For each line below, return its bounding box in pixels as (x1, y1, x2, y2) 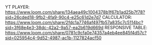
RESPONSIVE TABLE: (104, 25, 148, 30)
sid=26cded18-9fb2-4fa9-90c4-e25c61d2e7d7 (5, 15, 101, 20)
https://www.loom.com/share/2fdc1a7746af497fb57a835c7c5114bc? (5, 19, 144, 25)
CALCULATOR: (102, 15, 132, 20)
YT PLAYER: (5, 4, 30, 10)
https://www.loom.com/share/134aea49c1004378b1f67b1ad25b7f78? (5, 9, 145, 15)
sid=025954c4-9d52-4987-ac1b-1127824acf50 (5, 35, 102, 41)
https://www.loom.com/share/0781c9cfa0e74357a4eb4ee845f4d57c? (5, 30, 147, 35)
